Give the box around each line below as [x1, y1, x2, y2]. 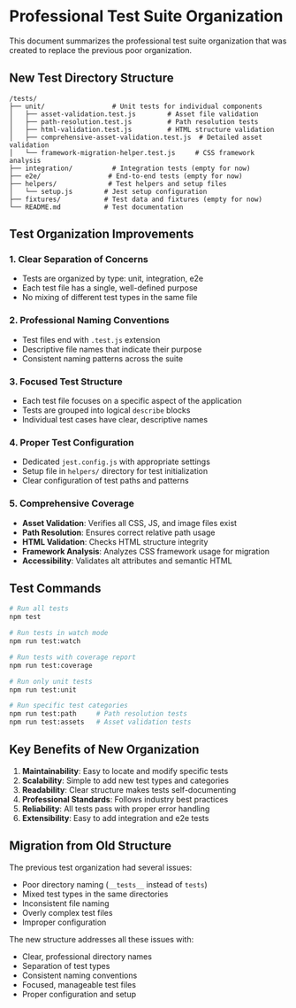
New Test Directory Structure [9, 71, 174, 86]
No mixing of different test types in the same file [21, 292, 198, 303]
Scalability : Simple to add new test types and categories [21, 775, 230, 786]
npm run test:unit [9, 685, 77, 694]
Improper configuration [21, 917, 107, 927]
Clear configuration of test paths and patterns [21, 476, 189, 486]
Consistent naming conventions [21, 970, 138, 981]
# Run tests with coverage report [9, 653, 137, 662]
